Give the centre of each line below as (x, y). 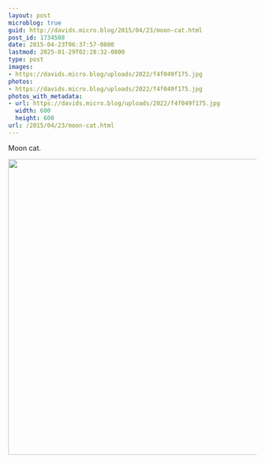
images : (21, 67)
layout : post (30, 15)
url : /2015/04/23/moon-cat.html (61, 125)
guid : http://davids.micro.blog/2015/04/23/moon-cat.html (105, 30)
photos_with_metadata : (45, 96)
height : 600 (35, 118)
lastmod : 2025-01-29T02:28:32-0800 (67, 52)
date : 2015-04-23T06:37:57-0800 (61, 45)
